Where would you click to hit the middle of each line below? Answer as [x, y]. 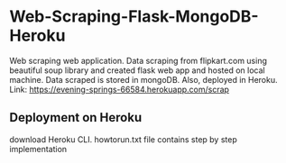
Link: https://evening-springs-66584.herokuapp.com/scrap [120, 89]
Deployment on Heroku [76, 118]
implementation [38, 149]
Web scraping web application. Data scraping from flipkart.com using [138, 60]
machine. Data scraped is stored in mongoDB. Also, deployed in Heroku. [143, 79]
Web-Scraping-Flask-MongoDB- [134, 17]
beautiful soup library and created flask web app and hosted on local [137, 70]
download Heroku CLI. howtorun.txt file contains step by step [123, 139]
